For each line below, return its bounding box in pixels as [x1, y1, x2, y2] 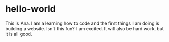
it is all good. [5, 31, 32, 37]
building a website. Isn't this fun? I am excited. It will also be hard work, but [5, 25, 164, 31]
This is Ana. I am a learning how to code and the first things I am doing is [5, 20, 159, 26]
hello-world [5, 3, 57, 15]
